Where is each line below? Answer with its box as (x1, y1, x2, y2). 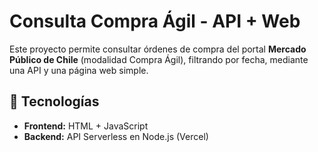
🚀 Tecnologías (9, 93, 100, 110)
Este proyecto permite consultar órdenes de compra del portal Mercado (9, 43, 307, 55)
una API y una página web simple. (9, 64, 149, 76)
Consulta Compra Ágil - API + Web (9, 10, 301, 33)
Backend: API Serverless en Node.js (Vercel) (23, 130, 209, 142)
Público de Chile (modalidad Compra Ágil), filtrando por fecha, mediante (9, 53, 309, 65)
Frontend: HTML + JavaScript (23, 120, 149, 132)
